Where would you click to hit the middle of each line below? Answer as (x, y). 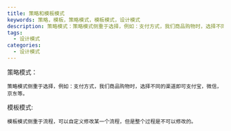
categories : (24, 45)
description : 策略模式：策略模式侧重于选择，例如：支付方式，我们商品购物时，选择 (112, 26)
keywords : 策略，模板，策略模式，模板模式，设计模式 (74, 20)
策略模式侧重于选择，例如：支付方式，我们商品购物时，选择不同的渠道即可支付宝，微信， (114, 86)
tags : (15, 33)
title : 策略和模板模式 (36, 13)
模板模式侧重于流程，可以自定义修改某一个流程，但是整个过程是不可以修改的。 (102, 121)
